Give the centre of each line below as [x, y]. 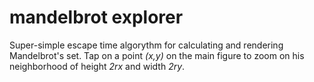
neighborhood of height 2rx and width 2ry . [97, 66]
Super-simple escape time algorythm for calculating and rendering [146, 45]
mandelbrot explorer [96, 17]
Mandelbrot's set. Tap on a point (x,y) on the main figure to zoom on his [157, 55]
